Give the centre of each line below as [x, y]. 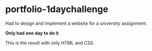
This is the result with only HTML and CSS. [50, 43]
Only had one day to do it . [33, 33]
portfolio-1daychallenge [57, 9]
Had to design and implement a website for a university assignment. [76, 23]
